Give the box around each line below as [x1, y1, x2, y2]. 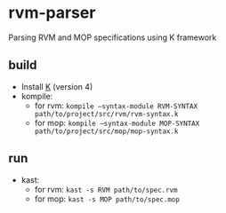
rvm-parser [8, 3, 96, 23]
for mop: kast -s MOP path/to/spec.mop [34, 193, 180, 204]
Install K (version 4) [20, 81, 93, 91]
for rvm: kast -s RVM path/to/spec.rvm [34, 184, 179, 194]
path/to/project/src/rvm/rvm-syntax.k [34, 109, 179, 118]
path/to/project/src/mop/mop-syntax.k [34, 127, 179, 136]
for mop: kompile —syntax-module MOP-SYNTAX [34, 117, 200, 128]
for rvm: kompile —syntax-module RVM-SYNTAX [34, 100, 198, 111]
